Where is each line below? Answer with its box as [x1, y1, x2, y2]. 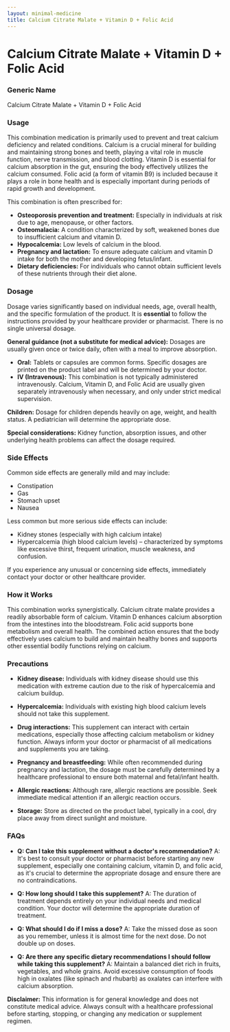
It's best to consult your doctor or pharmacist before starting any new [16, 854, 215, 862]
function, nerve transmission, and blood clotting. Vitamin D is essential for [7, 155, 216, 163]
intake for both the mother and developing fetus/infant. [16, 255, 173, 263]
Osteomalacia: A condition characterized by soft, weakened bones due [16, 226, 220, 234]
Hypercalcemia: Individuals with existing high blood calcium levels [16, 702, 207, 711]
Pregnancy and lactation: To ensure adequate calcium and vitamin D [16, 248, 214, 256]
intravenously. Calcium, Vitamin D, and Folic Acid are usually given [16, 380, 205, 388]
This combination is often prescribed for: [7, 198, 122, 206]
